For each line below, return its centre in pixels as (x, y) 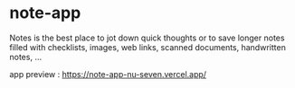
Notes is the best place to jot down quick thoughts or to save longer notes (147, 38)
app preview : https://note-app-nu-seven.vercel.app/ (108, 74)
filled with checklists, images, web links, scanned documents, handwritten (148, 47)
